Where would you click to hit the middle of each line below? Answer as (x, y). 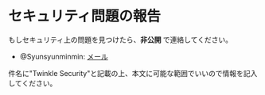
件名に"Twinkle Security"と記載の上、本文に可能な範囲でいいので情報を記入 (133, 73)
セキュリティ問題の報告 (85, 16)
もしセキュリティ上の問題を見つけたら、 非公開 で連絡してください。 (121, 40)
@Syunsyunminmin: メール (64, 56)
